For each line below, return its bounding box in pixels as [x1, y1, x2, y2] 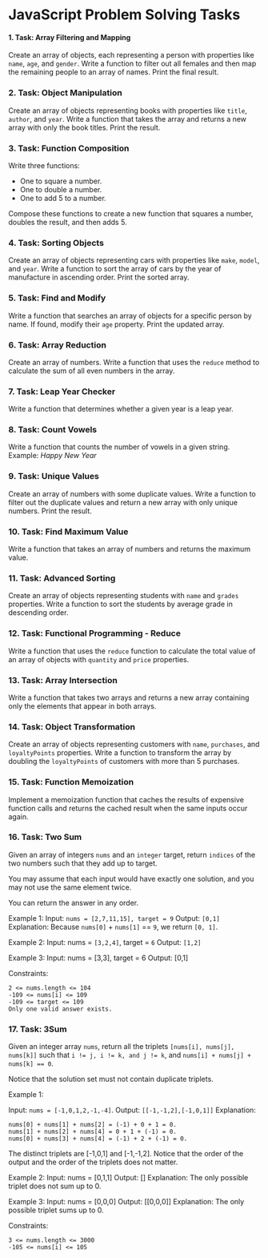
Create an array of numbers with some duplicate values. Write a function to [8, 488, 256, 498]
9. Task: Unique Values [8, 471, 100, 482]
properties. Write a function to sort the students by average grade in [8, 599, 234, 609]
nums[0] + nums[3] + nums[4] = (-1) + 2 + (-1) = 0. [8, 1135, 188, 1143]
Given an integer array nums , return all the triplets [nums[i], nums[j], [8, 1042, 235, 1051]
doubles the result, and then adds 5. [8, 217, 127, 227]
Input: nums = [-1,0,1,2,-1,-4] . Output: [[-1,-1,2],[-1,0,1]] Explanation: [8, 1105, 256, 1115]
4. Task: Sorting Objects [8, 237, 104, 248]
